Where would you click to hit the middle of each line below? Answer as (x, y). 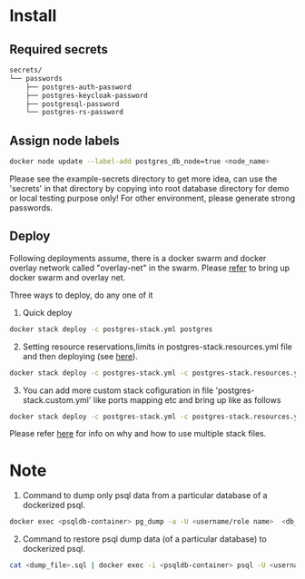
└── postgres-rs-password (75, 113)
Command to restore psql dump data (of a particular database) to (145, 539)
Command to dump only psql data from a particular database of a (145, 496)
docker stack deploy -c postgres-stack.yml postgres (111, 329)
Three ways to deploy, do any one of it (81, 295)
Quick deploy (47, 312)
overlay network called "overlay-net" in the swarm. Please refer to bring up (150, 268)
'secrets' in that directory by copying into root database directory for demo (149, 188)
